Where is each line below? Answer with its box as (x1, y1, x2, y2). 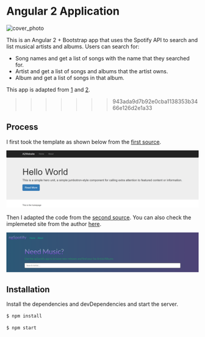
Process (6, 122, 38, 132)
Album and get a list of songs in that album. (15, 74, 125, 81)
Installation (6, 284, 50, 294)
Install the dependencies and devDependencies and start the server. (6, 300, 179, 308)
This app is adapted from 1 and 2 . (6, 85, 90, 93)
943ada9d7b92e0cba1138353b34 (112, 98, 198, 105)
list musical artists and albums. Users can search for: (6, 43, 140, 50)
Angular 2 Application (6, 4, 120, 18)
